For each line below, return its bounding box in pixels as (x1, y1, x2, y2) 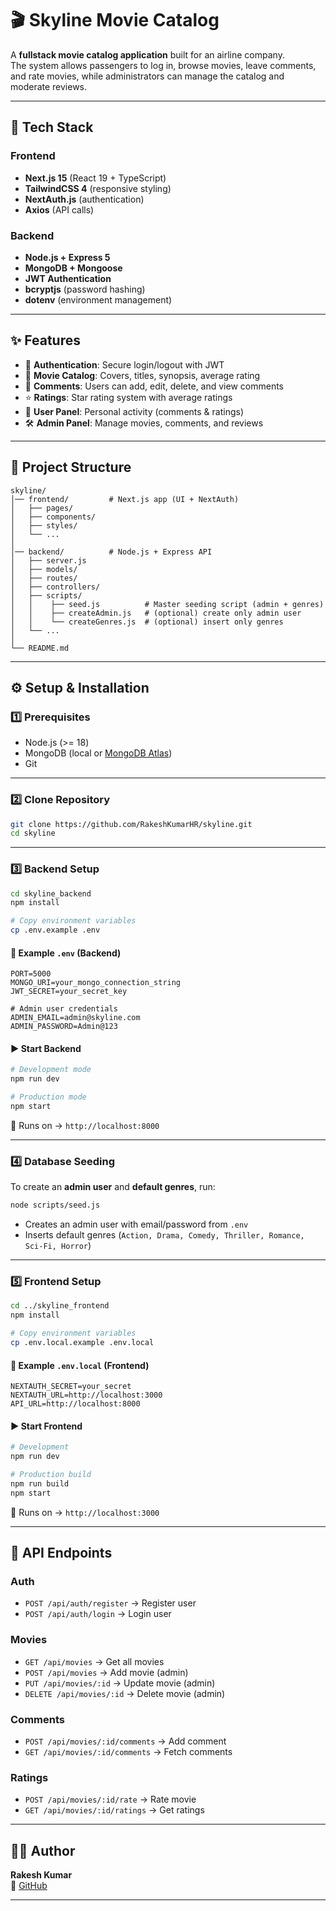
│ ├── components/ (10, 512, 97, 522)
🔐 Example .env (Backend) (10, 947, 122, 959)
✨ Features (10, 332, 81, 349)
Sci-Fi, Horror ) (24, 1240, 92, 1252)
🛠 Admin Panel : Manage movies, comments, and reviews (24, 417, 264, 429)
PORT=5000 (10, 969, 52, 979)
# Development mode (10, 1065, 92, 1075)
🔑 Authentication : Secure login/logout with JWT (24, 358, 225, 371)
